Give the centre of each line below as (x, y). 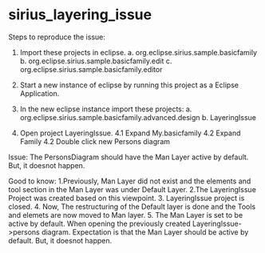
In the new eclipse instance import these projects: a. (106, 109)
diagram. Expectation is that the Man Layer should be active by (145, 232)
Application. (40, 93)
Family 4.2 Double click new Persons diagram (95, 141)
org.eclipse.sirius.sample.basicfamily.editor (91, 69)
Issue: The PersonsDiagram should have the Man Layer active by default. (129, 157)
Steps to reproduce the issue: (57, 37)
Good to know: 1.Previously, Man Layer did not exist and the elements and (130, 181)
